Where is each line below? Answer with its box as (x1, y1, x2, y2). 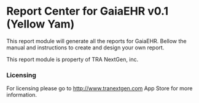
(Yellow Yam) (6, 17, 75, 31)
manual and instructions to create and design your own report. (6, 44, 165, 51)
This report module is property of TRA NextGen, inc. (6, 55, 139, 63)
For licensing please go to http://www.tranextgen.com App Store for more (6, 85, 193, 92)
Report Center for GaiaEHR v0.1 (6, 4, 169, 18)
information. (6, 91, 37, 99)
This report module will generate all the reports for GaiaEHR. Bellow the (6, 37, 187, 44)
